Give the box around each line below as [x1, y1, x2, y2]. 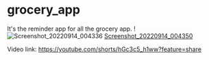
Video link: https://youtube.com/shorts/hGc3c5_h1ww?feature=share [7, 45, 202, 53]
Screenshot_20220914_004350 [103, 31, 193, 40]
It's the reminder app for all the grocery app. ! [7, 25, 136, 33]
